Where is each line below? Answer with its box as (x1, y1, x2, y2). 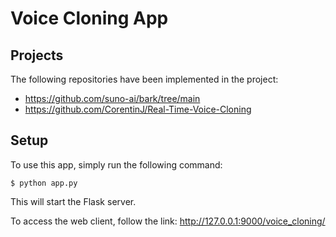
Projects (10, 47, 64, 64)
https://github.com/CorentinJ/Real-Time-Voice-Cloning (24, 103, 252, 115)
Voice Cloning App (10, 7, 169, 30)
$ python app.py (10, 178, 78, 188)
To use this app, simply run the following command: (10, 158, 223, 171)
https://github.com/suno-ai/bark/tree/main (24, 93, 201, 104)
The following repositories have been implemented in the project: (10, 73, 279, 85)
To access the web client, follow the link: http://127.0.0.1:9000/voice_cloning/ (10, 215, 326, 227)
